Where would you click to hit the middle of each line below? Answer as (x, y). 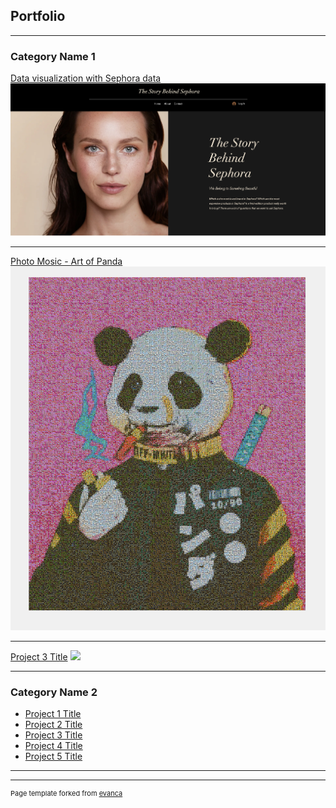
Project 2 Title (53, 725)
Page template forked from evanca (66, 794)
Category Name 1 (53, 56)
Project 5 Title (53, 756)
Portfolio (38, 16)
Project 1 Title (53, 714)
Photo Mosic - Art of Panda (66, 261)
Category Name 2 (54, 692)
